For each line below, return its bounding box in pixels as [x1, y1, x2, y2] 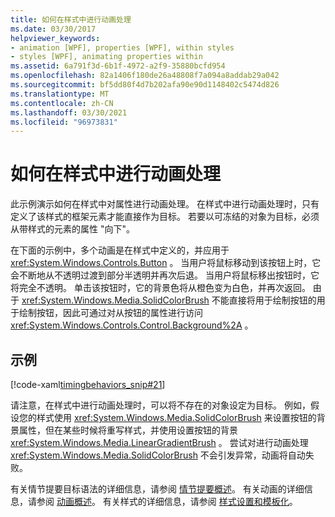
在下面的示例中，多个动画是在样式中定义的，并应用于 [10, 244, 230, 256]
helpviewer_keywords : [10, 33, 101, 43]
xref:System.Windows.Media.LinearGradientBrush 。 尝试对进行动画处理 [10, 437, 309, 448]
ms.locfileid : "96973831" [10, 117, 118, 127]
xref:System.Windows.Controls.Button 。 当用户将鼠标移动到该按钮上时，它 [10, 257, 322, 269]
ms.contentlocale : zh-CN [10, 98, 114, 108]
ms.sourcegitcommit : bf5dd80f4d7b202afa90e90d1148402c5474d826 [10, 80, 280, 90]
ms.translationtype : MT [10, 89, 110, 99]
